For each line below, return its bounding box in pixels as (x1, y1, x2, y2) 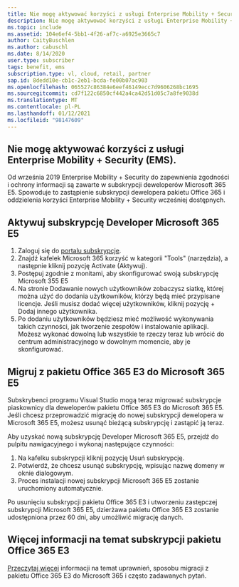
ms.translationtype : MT (7, 97, 78, 104)
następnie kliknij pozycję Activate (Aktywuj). (17, 262, 148, 270)
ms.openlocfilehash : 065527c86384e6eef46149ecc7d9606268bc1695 (7, 83, 199, 91)
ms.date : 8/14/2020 (7, 51, 65, 58)
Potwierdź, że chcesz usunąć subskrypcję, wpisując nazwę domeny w (17, 461, 225, 470)
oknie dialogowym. (17, 469, 73, 478)
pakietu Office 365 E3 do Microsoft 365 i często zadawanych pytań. (7, 571, 207, 580)
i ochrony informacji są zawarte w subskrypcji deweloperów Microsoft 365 (7, 180, 226, 189)
